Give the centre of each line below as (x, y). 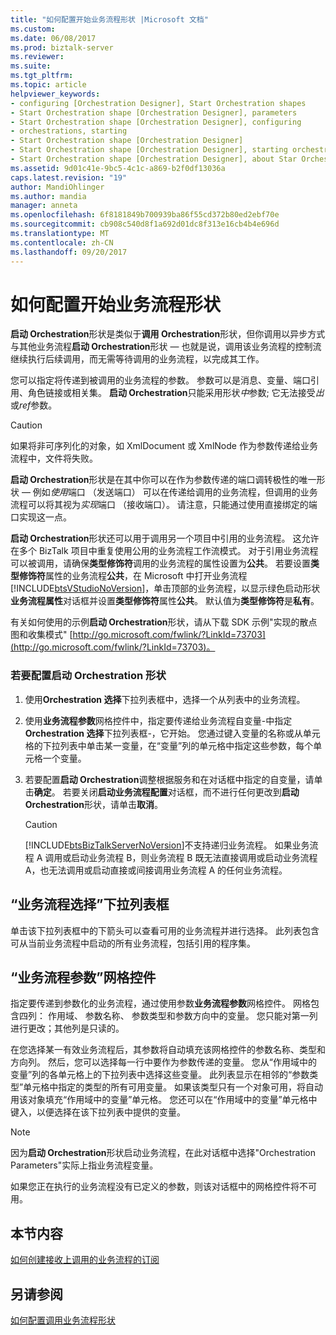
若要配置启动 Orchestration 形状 (88, 676)
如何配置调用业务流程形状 (63, 1320)
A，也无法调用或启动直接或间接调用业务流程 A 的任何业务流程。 (156, 870)
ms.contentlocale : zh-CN (62, 242)
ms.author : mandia (48, 196)
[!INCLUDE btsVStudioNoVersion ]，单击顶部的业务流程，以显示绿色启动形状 (165, 588)
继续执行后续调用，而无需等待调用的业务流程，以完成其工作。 (137, 359)
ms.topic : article (48, 85)
